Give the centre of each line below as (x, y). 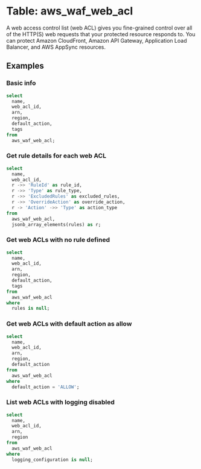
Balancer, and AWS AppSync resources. (56, 47)
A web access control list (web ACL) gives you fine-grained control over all (99, 28)
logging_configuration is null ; (53, 459)
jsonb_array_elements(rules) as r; (56, 224)
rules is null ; (31, 309)
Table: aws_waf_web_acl (70, 11)
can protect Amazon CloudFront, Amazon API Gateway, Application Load (97, 40)
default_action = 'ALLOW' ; (46, 387)
